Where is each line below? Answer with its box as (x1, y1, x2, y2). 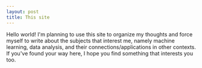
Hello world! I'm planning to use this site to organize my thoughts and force (6, 30, 193, 38)
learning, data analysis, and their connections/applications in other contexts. (6, 43, 197, 51)
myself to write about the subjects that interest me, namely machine (6, 37, 175, 44)
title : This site (6, 14, 50, 20)
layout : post (6, 8, 39, 15)
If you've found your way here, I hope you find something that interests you (6, 50, 194, 57)
